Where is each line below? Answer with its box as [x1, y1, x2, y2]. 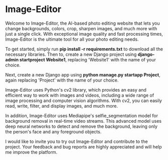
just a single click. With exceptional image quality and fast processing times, [5, 31, 163, 37]
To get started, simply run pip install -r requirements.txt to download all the [5, 46, 163, 52]
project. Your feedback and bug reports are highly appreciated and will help [5, 143, 162, 149]
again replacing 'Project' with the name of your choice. [5, 77, 119, 83]
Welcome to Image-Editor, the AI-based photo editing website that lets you [5, 20, 160, 26]
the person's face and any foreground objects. [5, 128, 102, 134]
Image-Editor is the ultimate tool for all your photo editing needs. [5, 36, 139, 42]
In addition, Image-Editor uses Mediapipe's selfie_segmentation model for [5, 112, 158, 119]
